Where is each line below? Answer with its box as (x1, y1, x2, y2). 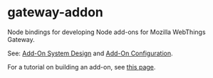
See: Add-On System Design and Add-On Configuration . (7, 49, 173, 57)
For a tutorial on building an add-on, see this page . (7, 62, 156, 71)
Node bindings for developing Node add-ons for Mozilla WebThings (7, 28, 206, 36)
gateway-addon (7, 4, 103, 21)
